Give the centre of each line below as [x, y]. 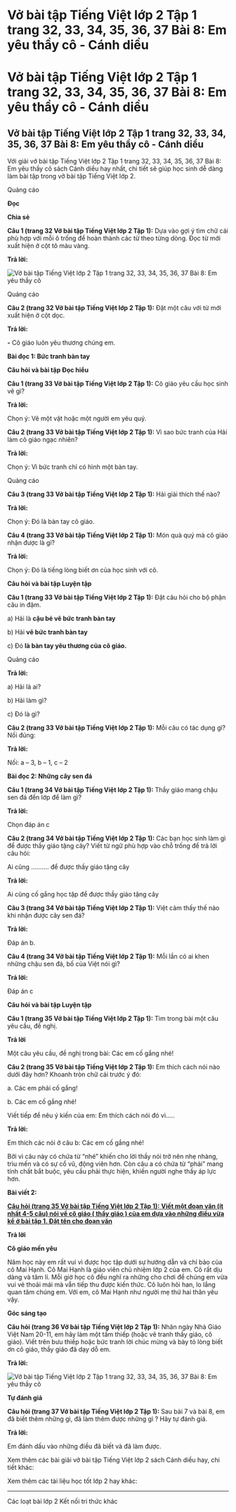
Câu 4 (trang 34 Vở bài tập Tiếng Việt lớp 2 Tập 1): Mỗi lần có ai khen [108, 957]
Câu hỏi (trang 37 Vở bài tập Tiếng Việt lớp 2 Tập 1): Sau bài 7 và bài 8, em [116, 1412]
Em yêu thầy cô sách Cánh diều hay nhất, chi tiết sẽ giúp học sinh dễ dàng [115, 168]
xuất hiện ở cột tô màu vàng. [48, 246]
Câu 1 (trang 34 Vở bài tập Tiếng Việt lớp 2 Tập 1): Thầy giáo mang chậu [112, 790]
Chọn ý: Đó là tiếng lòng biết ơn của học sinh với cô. [83, 570]
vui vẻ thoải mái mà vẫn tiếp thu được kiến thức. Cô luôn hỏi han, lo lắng [111, 1285]
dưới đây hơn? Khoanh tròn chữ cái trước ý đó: [74, 1074]
